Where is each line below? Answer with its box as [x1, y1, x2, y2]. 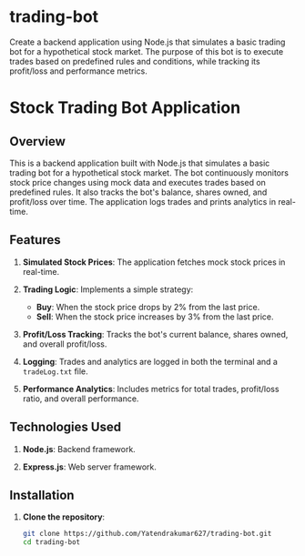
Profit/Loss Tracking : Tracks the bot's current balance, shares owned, [22, 329, 289, 339]
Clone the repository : [22, 511, 106, 522]
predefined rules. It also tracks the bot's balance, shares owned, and [9, 187, 268, 197]
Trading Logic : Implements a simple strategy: [22, 284, 194, 295]
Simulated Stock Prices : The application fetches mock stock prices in [22, 257, 286, 268]
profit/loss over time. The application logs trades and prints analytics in [9, 196, 276, 207]
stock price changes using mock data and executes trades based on [9, 177, 267, 187]
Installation [9, 487, 75, 502]
